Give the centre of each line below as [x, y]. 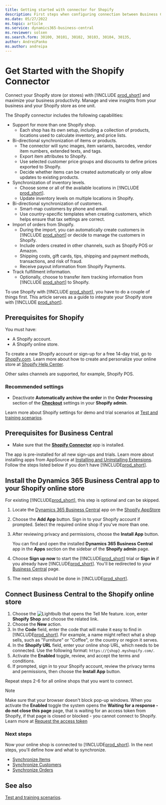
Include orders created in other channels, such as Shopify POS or [86, 245]
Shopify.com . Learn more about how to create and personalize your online [81, 359]
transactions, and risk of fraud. [51, 261]
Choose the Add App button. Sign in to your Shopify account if [76, 520]
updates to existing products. [49, 177]
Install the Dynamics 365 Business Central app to [83, 480]
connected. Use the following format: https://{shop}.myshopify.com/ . [83, 650]
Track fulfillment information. [42, 272]
